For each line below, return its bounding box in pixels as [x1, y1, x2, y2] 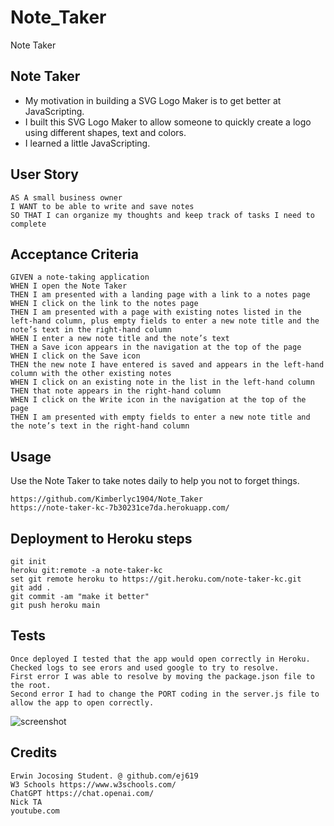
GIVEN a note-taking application [10, 272, 150, 283]
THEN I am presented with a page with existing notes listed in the [10, 307, 302, 318]
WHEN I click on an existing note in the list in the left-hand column [10, 377, 315, 388]
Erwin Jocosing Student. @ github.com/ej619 [10, 771, 199, 781]
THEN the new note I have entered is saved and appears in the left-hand [10, 360, 325, 370]
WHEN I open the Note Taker [10, 281, 128, 291]
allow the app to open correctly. [10, 697, 155, 708]
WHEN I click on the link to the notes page [10, 299, 199, 309]
